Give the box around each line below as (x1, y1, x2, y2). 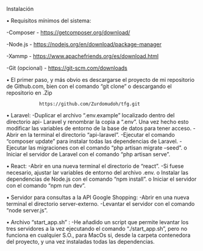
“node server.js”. (6, 207, 48, 214)
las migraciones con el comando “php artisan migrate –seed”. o (28, 144, 187, 151)
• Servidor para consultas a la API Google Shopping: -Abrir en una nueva (6, 194, 190, 201)
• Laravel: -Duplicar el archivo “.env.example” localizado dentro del (6, 112, 175, 118)
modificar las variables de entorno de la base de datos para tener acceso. (6, 125, 192, 132)
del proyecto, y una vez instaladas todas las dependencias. (6, 238, 155, 245)
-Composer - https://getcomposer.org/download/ (6, 29, 130, 36)
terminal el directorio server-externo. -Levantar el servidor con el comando (6, 200, 195, 207)
